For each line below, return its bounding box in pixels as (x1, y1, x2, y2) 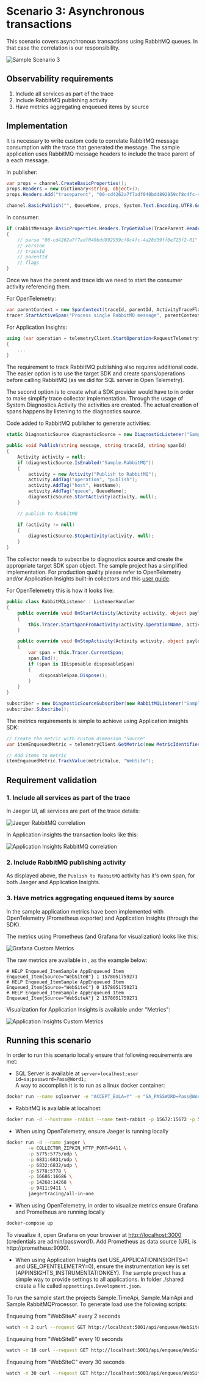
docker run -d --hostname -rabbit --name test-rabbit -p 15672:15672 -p (6, 1116, 195, 1123)
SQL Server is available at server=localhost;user (15, 1070, 139, 1077)
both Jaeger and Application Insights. (6, 879, 101, 886)
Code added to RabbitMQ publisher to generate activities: (6, 419, 151, 427)
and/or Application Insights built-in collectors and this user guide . (6, 575, 171, 582)
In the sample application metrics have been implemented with (6, 907, 164, 915)
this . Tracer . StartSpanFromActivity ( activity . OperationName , (28, 622, 184, 628)
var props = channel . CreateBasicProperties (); (6, 180, 127, 186)
